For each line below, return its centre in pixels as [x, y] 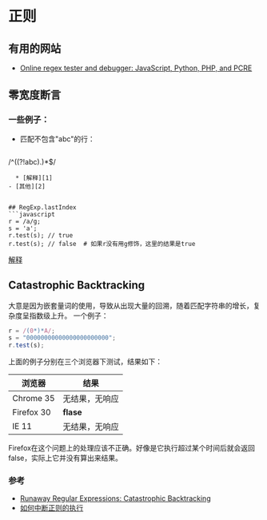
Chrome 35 [34, 399]
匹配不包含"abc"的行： [58, 139]
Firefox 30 [32, 412]
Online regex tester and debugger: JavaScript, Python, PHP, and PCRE [136, 68]
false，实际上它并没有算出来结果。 [65, 458]
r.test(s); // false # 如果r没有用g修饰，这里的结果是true [102, 244]
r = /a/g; [25, 221]
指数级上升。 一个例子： [69, 316]
